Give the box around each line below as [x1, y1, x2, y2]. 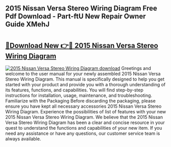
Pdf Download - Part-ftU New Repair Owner [5, 12, 146, 21]
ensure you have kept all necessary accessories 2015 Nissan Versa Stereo [5, 103, 162, 109]
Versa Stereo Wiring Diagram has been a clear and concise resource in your [5, 119, 165, 126]
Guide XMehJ [5, 20, 50, 29]
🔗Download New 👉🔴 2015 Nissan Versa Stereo [5, 41, 158, 50]
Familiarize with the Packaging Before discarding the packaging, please [5, 98, 156, 104]
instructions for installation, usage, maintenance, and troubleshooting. [5, 92, 152, 99]
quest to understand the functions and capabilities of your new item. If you [5, 125, 162, 131]
